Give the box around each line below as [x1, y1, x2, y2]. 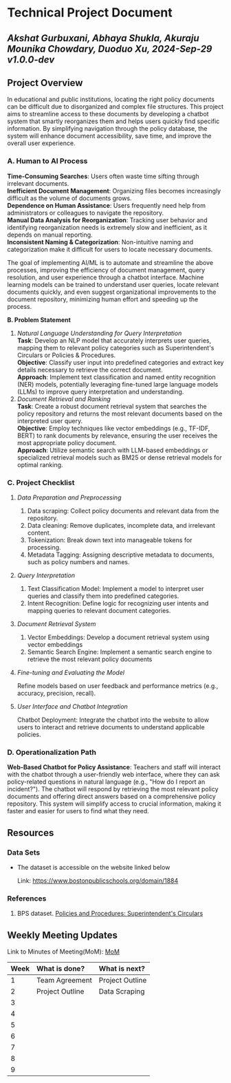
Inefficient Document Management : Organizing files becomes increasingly [7, 186, 221, 195]
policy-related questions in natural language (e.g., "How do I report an [7, 778, 206, 786]
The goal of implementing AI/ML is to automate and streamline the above [7, 258, 214, 266]
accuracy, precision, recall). [16, 689, 96, 697]
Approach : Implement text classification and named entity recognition [16, 373, 216, 381]
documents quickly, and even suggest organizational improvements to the [7, 288, 217, 296]
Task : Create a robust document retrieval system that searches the [16, 402, 208, 410]
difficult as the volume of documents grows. [7, 194, 132, 202]
